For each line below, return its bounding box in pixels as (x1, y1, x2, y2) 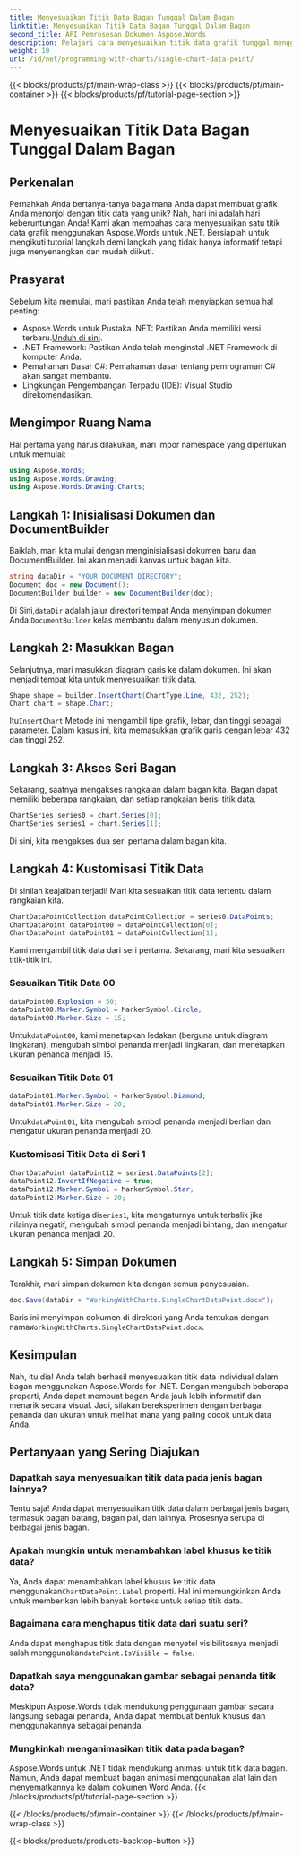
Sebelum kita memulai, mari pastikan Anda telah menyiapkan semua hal (9, 296, 274, 306)
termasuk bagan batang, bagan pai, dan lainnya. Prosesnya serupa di (9, 1513, 265, 1524)
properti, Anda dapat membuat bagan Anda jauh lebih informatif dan (9, 1390, 262, 1401)
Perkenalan (9, 175, 74, 190)
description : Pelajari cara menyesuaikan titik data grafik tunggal (9, 38, 271, 47)
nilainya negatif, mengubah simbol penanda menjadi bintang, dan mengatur (9, 1219, 288, 1230)
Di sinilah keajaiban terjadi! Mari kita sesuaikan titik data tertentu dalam (9, 885, 271, 896)
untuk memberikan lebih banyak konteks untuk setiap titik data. (9, 1595, 243, 1606)
